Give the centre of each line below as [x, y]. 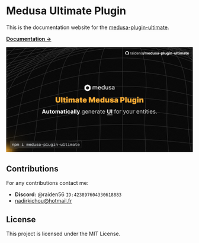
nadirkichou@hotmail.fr [43, 201]
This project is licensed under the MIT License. [63, 234]
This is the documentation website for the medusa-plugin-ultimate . [88, 27]
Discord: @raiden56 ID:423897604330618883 [68, 194]
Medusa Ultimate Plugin [66, 11]
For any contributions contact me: [47, 183]
